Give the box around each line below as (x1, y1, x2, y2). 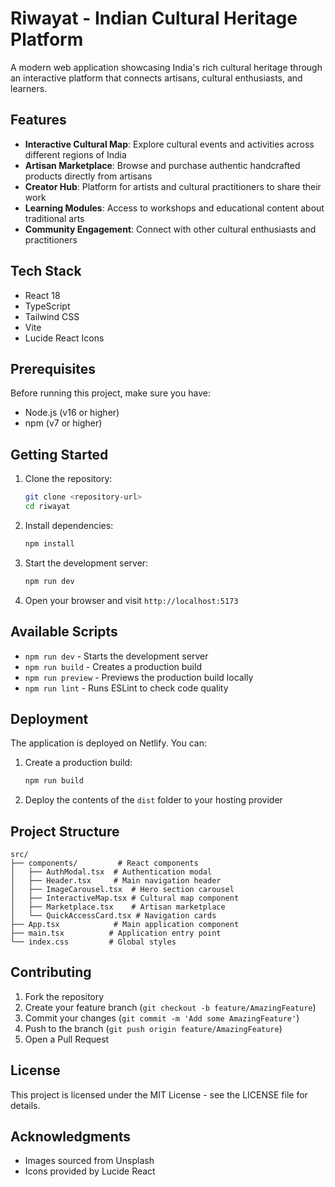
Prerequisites (10, 360, 96, 377)
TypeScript (24, 300, 71, 312)
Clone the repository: (24, 473, 113, 485)
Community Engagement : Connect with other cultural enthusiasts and (24, 223, 317, 235)
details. (10, 1099, 41, 1111)
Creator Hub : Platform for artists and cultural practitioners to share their (24, 180, 322, 192)
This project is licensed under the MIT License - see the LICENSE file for (10, 1088, 308, 1101)
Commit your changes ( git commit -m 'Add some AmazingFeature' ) (24, 1012, 300, 1024)
